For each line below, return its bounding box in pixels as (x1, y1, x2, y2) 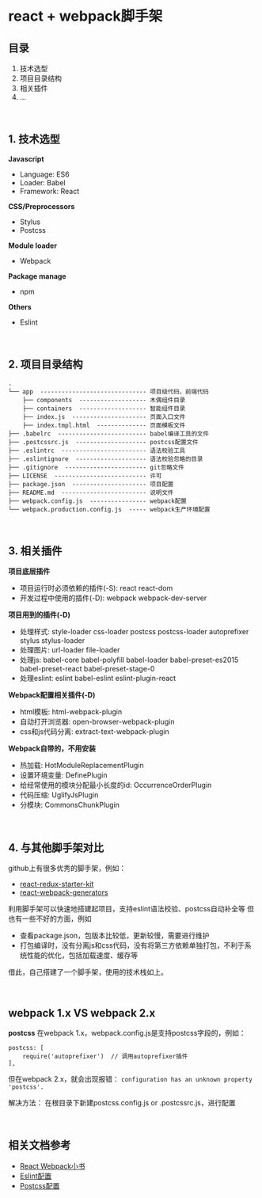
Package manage (8, 271, 66, 281)
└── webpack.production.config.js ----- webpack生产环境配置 (8, 505, 211, 513)
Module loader (8, 241, 58, 250)
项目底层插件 (8, 567, 50, 576)
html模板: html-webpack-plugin (19, 707, 123, 717)
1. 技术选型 (8, 132, 61, 146)
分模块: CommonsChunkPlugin (19, 801, 120, 810)
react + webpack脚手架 (8, 7, 163, 25)
